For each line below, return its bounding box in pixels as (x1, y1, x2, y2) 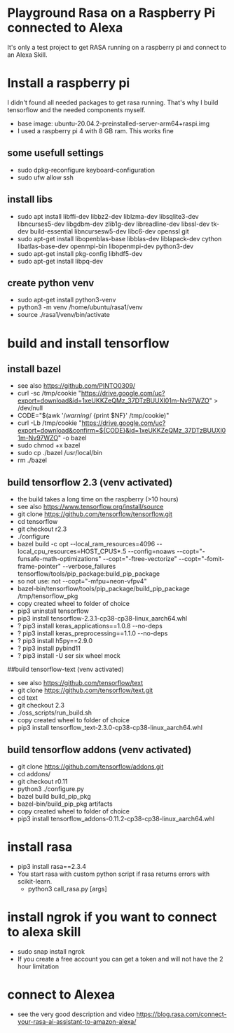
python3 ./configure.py (17, 784, 84, 793)
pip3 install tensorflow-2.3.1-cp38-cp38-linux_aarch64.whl (17, 614, 188, 623)
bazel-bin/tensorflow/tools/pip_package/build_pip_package (17, 584, 191, 593)
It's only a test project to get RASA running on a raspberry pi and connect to (7, 43, 226, 51)
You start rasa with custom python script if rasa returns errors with (17, 870, 210, 878)
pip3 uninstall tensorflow (17, 607, 90, 615)
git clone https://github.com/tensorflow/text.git (17, 686, 153, 695)
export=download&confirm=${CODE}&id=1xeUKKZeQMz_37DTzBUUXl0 (17, 426, 226, 435)
